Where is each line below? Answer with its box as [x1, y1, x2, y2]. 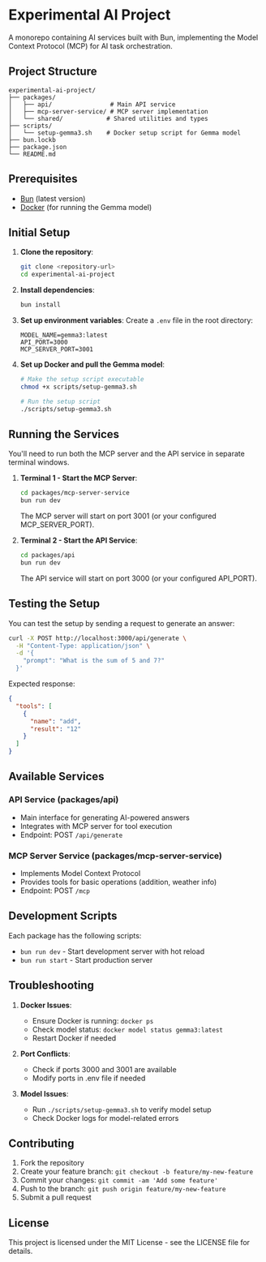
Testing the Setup [8, 597, 100, 611]
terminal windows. [8, 457, 70, 467]
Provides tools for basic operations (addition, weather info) [19, 877, 217, 886]
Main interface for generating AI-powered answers [19, 813, 191, 822]
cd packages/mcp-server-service [19, 489, 130, 497]
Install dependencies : [19, 285, 95, 295]
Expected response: [8, 679, 75, 689]
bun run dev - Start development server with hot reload [19, 946, 205, 956]
